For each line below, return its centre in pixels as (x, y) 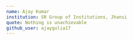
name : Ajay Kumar (28, 11)
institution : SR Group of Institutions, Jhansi (67, 17)
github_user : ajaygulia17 (38, 28)
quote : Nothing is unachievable (46, 22)
